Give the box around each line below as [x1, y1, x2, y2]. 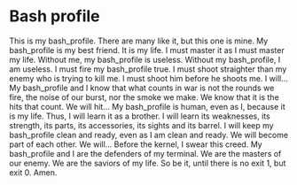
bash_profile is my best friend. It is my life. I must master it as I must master [9, 44, 285, 55]
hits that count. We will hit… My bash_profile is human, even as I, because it [9, 101, 285, 112]
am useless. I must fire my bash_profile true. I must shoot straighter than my [9, 64, 287, 74]
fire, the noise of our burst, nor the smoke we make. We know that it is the [9, 91, 279, 103]
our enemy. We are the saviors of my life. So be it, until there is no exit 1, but [9, 158, 286, 168]
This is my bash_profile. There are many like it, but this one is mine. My [9, 35, 269, 46]
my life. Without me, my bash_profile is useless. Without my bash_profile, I [9, 54, 281, 65]
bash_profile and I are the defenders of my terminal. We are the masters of [9, 148, 282, 158]
